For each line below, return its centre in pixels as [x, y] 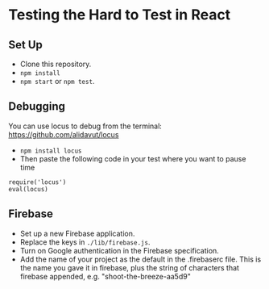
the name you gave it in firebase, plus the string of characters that [130, 267]
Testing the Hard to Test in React [120, 15]
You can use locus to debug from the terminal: [85, 126]
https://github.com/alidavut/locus [64, 134]
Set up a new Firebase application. [77, 233]
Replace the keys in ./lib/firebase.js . [85, 242]
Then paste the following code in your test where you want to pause [133, 158]
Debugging [37, 107]
